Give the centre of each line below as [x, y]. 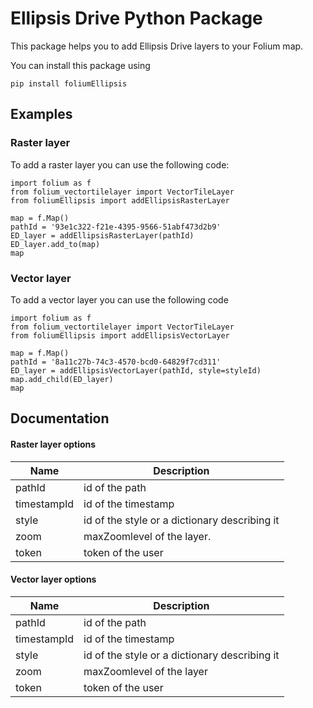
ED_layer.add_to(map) [55, 244]
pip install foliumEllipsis [69, 83]
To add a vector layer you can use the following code [119, 299]
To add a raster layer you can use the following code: [120, 164]
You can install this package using [80, 65]
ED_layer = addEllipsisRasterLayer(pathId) [102, 235]
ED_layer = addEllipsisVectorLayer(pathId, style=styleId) [136, 370]
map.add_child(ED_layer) [62, 379]
